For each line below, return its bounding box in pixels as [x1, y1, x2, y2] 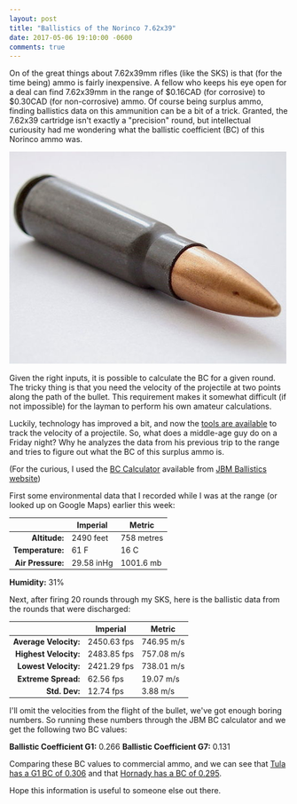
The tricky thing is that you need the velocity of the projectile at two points [9, 382, 281, 393]
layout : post [9, 14, 58, 23]
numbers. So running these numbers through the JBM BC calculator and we [9, 715, 286, 726]
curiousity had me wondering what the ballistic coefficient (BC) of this [9, 124, 265, 135]
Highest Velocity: [14, 649, 81, 659]
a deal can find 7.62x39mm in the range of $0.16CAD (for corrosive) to [9, 87, 266, 98]
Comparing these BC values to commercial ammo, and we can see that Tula [9, 759, 286, 769]
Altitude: [31, 533, 65, 543]
